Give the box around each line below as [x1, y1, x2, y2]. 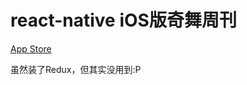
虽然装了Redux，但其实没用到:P [10, 63, 142, 75]
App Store [10, 42, 52, 55]
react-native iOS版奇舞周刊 [10, 9, 237, 32]
